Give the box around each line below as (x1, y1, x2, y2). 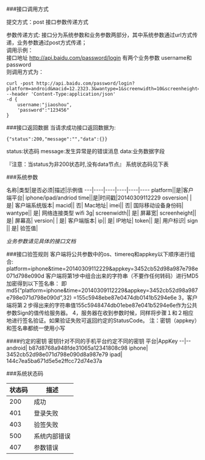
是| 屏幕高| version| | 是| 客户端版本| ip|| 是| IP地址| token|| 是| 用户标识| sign (6, 217, 198, 224)
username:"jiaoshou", (17, 102, 72, 108)
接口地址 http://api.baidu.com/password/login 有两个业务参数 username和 (6, 54, 192, 61)
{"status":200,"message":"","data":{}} (6, 136, 108, 142)
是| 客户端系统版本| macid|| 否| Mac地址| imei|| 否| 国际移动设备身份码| (6, 202, 184, 209)
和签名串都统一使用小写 (6, 325, 65, 331)
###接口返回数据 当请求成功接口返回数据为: (6, 124, 116, 131)
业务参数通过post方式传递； (16, 39, 87, 46)
